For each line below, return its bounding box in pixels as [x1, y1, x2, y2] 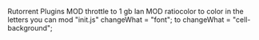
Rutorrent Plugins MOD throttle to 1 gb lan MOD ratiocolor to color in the [7, 7, 245, 16]
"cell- [232, 15, 251, 24]
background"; [7, 24, 53, 32]
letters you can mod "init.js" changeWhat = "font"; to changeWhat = [7, 15, 231, 24]
